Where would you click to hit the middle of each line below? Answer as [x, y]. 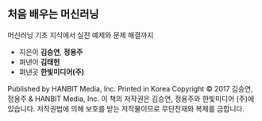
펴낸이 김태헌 [39, 61]
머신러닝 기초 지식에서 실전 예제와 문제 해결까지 [81, 35]
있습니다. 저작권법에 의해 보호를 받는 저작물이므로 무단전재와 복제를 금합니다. [126, 108]
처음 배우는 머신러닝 [53, 14]
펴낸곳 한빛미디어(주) [52, 72]
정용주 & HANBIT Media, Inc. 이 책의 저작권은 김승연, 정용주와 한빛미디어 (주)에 [131, 99]
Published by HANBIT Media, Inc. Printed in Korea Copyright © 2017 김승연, [130, 88]
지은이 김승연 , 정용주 [51, 52]
